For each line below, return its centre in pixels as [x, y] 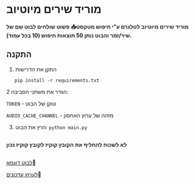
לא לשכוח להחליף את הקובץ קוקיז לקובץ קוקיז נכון [67, 145]
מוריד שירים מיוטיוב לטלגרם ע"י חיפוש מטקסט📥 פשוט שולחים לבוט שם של [97, 26]
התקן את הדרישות [36, 69]
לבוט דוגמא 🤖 [21, 162]
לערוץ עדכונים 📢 [24, 174]
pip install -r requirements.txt [57, 80]
